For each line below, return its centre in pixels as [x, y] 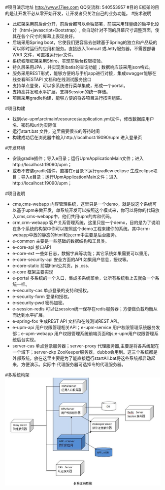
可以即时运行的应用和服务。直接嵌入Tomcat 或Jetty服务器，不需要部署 [84, 49]
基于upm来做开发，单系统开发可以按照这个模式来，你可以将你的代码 [86, 210]
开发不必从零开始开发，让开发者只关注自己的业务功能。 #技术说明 [85, 13]
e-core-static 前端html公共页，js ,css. [51, 266]
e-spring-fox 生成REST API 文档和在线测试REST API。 [67, 321]
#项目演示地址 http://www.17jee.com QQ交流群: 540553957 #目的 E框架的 [80, 7]
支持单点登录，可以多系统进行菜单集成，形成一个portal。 [70, 86]
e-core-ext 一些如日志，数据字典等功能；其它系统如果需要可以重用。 [82, 253]
